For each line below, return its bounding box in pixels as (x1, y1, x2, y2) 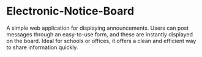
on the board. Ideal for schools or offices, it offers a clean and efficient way (6, 37, 196, 44)
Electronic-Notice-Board (6, 4, 135, 18)
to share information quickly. (6, 44, 78, 51)
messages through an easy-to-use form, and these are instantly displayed (6, 30, 193, 38)
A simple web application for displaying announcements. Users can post (6, 24, 189, 32)
